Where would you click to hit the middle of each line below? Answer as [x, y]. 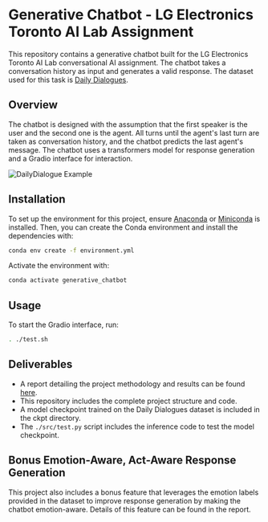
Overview [33, 105]
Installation [37, 200]
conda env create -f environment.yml [71, 251]
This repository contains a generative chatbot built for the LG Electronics [128, 54]
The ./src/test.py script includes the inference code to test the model [137, 426]
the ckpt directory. [51, 418]
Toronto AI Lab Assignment [101, 32]
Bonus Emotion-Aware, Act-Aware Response [122, 461]
